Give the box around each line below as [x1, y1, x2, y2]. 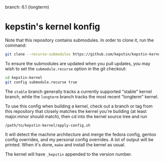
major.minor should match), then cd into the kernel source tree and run [5, 113, 147, 119]
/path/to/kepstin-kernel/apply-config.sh [5, 123, 91, 128]
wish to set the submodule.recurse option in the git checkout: [5, 66, 127, 72]
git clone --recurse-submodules [5, 52, 71, 56]
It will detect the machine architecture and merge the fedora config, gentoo [5, 131, 156, 138]
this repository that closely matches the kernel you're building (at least [5, 108, 147, 114]
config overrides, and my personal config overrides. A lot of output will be [5, 137, 154, 143]
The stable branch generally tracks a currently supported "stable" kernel [5, 89, 152, 94]
